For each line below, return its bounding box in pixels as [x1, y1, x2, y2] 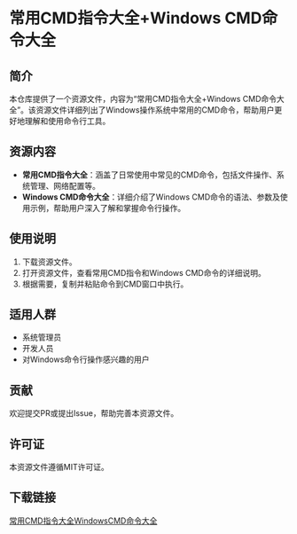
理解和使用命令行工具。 [24, 116, 111, 126]
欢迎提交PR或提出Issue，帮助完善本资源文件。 [9, 408, 179, 419]
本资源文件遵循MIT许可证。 [9, 462, 109, 473]
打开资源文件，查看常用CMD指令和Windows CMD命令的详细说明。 [21, 267, 266, 278]
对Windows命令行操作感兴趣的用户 [21, 354, 150, 365]
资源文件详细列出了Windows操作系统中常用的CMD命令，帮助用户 [35, 105, 275, 115]
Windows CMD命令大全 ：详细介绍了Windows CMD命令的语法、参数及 [21, 192, 281, 202]
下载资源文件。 [21, 256, 77, 267]
